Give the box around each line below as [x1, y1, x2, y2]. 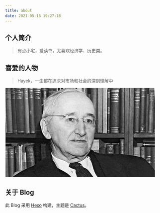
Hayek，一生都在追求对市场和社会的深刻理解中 [17, 78, 113, 84]
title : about [5, 8, 32, 13]
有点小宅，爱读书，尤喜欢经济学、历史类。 [17, 48, 105, 54]
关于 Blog [5, 188, 34, 197]
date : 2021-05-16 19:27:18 [5, 13, 61, 18]
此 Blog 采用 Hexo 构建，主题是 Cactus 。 [5, 202, 89, 208]
